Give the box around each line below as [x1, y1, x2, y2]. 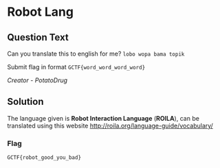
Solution [7, 96, 44, 108]
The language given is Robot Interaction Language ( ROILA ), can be [7, 114, 199, 122]
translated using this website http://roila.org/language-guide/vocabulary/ [7, 121, 213, 130]
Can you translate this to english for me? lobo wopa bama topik [7, 49, 185, 58]
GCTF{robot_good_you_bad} [7, 154, 81, 161]
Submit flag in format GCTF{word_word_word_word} [7, 63, 146, 71]
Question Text [7, 32, 69, 43]
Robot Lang [7, 4, 74, 20]
